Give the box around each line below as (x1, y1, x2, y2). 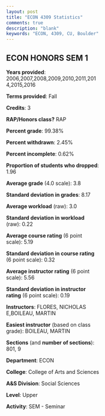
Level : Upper (6, 391, 38, 398)
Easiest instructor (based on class (6, 321, 91, 328)
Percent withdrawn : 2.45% (6, 138, 73, 146)
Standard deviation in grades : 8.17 (6, 191, 91, 198)
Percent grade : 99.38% (6, 127, 64, 134)
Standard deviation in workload (6, 214, 85, 221)
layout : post (6, 8, 38, 15)
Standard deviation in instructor (6, 285, 86, 292)
